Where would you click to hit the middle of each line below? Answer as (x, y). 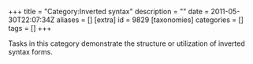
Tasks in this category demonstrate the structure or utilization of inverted (127, 43)
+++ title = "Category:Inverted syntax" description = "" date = (109, 11)
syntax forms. (30, 52)
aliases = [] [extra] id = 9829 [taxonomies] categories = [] (150, 20)
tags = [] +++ (30, 28)
